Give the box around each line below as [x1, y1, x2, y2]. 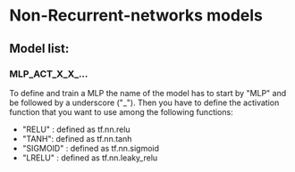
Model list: [9, 41, 70, 56]
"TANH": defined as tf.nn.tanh [21, 133, 132, 143]
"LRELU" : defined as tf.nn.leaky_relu [21, 152, 158, 163]
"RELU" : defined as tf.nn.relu [21, 124, 131, 135]
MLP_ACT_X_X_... [9, 68, 88, 80]
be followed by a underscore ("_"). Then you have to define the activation [9, 97, 280, 108]
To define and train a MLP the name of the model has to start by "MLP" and [9, 87, 287, 98]
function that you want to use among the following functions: [9, 106, 234, 117]
